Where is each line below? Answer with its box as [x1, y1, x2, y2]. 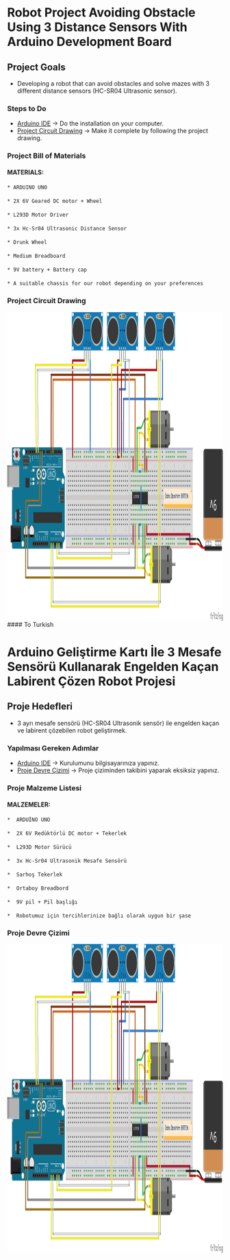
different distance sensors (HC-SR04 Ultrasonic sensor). [16, 87, 177, 95]
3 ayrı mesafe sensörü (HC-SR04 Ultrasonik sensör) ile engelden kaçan [16, 719, 220, 727]
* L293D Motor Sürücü [7, 844, 72, 851]
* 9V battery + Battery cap [7, 266, 88, 274]
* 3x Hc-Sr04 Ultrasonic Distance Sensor [7, 225, 127, 233]
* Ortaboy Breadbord [7, 885, 69, 892]
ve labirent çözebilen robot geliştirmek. [16, 726, 127, 735]
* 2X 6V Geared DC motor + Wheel [7, 198, 103, 205]
